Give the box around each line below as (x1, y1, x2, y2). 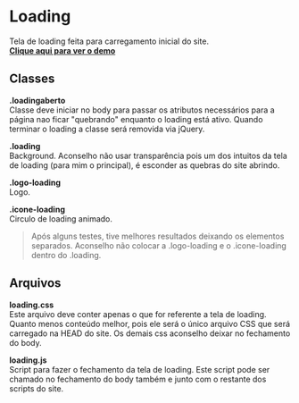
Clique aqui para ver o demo (9, 45, 116, 55)
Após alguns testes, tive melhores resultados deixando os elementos (30, 231, 285, 241)
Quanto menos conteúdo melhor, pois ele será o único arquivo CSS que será (9, 318, 291, 329)
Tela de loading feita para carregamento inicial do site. (9, 36, 210, 46)
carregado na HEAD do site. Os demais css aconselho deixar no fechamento (9, 328, 291, 339)
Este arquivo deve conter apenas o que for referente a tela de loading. (9, 308, 267, 319)
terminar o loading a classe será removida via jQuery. (9, 123, 205, 134)
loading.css (9, 299, 54, 310)
